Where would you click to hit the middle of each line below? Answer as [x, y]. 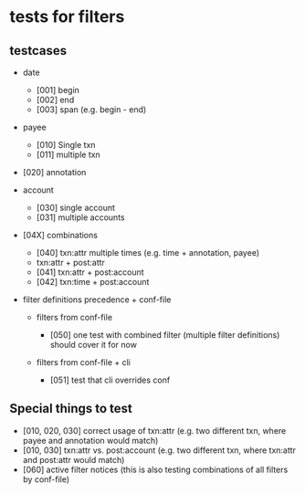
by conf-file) [46, 479]
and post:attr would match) [74, 459]
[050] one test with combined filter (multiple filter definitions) [165, 335]
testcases [38, 51]
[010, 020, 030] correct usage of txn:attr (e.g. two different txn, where [154, 430]
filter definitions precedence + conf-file [97, 300]
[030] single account [76, 208]
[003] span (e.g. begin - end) [91, 110]
